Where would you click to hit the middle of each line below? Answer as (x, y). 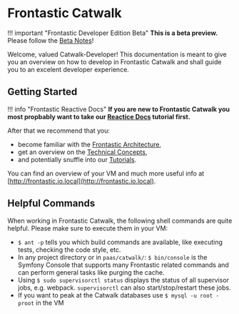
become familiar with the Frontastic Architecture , (90, 144)
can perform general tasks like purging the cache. (91, 272)
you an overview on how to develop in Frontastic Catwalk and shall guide (115, 61)
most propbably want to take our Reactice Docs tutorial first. (99, 116)
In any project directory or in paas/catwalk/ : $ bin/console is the (112, 257)
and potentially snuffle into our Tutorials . (77, 159)
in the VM (50, 303)
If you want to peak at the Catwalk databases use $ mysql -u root (115, 295)
